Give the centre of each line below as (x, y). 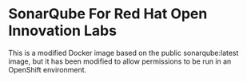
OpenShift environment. (48, 69)
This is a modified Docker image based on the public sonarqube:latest (124, 53)
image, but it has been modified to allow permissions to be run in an (120, 61)
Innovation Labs (63, 31)
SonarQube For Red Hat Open (108, 14)
